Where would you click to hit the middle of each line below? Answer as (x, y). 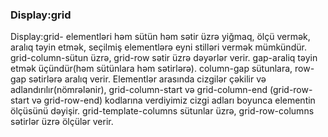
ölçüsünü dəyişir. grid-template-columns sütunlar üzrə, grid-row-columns (162, 111)
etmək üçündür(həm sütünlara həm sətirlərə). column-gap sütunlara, (151, 69)
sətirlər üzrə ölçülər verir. (62, 122)
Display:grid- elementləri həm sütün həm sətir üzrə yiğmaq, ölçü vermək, (160, 37)
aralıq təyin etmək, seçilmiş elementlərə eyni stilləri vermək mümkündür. (158, 47)
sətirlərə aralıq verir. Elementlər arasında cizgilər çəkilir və (147, 79)
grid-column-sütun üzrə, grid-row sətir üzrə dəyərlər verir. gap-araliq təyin (164, 58)
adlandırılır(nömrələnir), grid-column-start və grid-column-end (139, 90)
